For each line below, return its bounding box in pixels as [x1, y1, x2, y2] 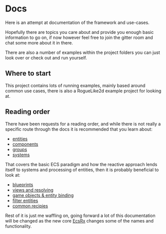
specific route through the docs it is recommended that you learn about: [5, 126, 153, 132]
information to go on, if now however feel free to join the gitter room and [5, 34, 153, 40]
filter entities [12, 198, 38, 204]
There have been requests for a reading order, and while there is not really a [5, 121, 161, 127]
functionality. [5, 223, 32, 229]
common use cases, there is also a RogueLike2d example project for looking [5, 88, 162, 94]
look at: [5, 172, 21, 178]
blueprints [12, 182, 33, 188]
